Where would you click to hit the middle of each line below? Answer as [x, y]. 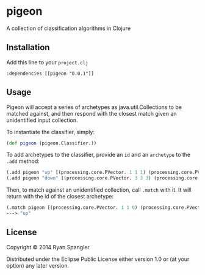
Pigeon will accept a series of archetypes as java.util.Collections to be [94, 107]
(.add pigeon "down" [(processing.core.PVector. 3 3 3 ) [79, 178]
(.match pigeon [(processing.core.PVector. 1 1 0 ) [72, 208]
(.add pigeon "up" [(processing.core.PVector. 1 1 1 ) [76, 173]
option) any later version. [38, 265]
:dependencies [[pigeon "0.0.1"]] [50, 73]
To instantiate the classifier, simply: [50, 132]
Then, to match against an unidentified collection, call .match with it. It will [99, 190]
